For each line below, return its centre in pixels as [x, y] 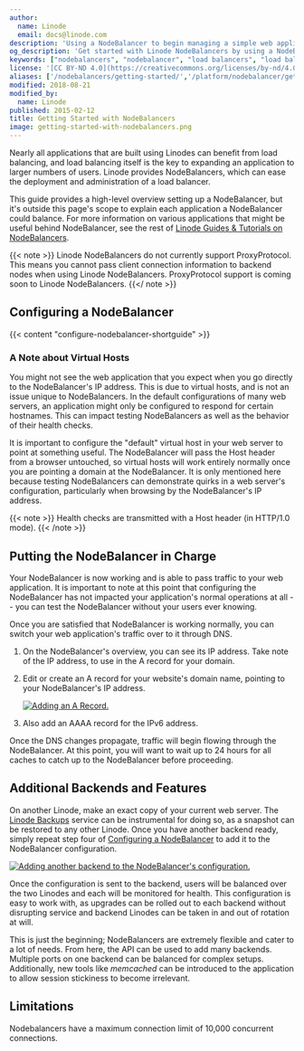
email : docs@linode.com [62, 34]
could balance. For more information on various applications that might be [147, 218]
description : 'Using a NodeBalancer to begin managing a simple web [141, 43]
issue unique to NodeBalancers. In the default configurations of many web [148, 397]
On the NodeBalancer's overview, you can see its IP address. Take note [156, 651]
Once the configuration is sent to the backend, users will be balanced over [148, 884]
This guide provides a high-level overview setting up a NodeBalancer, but [146, 199]
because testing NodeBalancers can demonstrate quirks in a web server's [147, 481]
